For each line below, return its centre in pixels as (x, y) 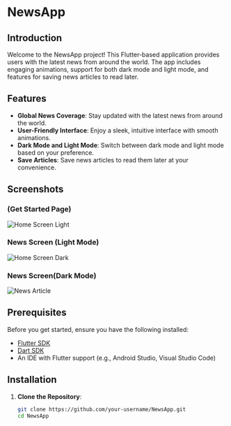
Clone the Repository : (49, 396)
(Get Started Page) (39, 209)
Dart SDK (31, 350)
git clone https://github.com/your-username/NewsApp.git (102, 409)
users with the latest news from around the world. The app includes (104, 62)
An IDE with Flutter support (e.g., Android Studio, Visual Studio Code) (117, 358)
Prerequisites (37, 313)
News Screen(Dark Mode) (52, 275)
